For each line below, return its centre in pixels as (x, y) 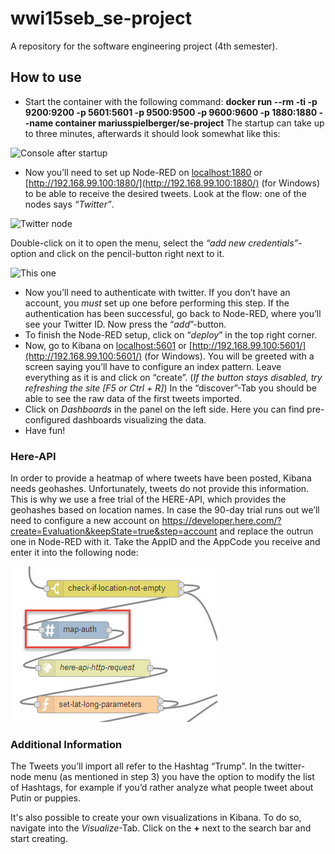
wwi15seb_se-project (101, 18)
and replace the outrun (266, 531)
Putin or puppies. (45, 798)
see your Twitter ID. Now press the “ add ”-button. (125, 324)
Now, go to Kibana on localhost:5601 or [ (108, 345)
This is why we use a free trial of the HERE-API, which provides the (148, 499)
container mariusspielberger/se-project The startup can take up (189, 123)
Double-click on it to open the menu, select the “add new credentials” (154, 243)
